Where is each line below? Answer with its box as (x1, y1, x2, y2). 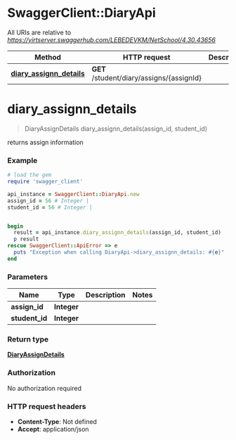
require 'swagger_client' (7, 178, 83, 186)
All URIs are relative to (7, 28, 72, 37)
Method (34, 52, 62, 62)
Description (85, 290, 126, 300)
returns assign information (7, 138, 84, 146)
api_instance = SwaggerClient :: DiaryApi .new (7, 190, 140, 198)
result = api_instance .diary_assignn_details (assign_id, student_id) (13, 229, 221, 236)
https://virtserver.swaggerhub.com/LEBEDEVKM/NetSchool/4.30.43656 (7, 35, 216, 44)
